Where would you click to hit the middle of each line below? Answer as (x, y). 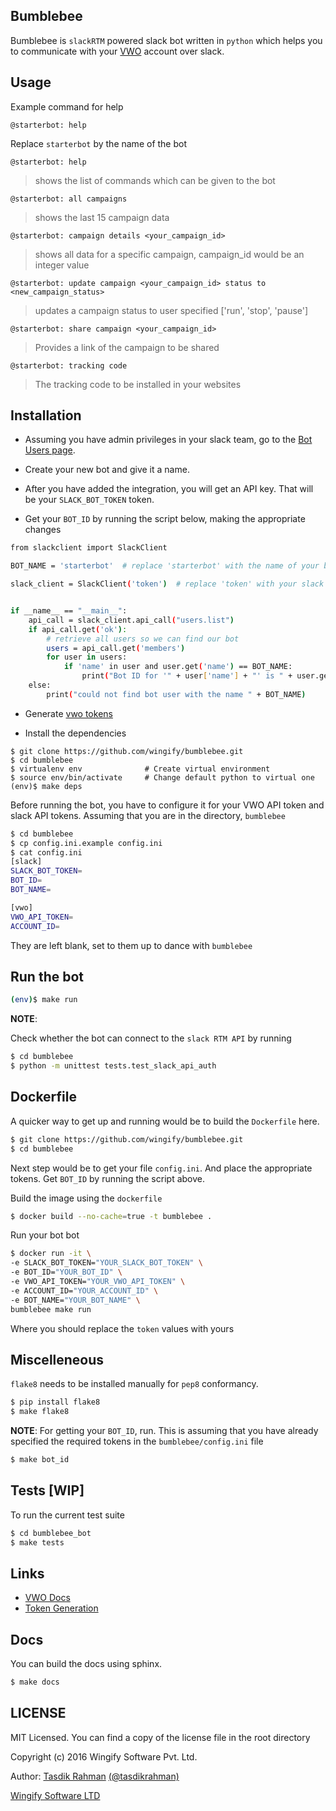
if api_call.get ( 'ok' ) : (78, 629)
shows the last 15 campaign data (102, 217)
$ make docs (35, 1682)
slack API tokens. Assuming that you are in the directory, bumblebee (148, 815)
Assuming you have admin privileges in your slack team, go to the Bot (168, 440)
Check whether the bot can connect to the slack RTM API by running (151, 1038)
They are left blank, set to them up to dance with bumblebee (131, 945)
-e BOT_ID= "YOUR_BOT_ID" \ (66, 1272)
